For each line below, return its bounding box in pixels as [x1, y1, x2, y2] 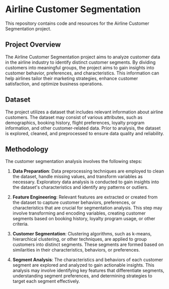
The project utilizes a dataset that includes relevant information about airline [5, 109, 163, 115]
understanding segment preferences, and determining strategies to [12, 273, 152, 279]
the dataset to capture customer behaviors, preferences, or [12, 199, 136, 205]
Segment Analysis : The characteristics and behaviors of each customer [12, 257, 163, 263]
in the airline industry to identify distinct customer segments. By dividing [5, 59, 156, 65]
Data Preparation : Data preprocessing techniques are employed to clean [12, 168, 164, 174]
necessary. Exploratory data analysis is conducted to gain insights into [12, 179, 159, 185]
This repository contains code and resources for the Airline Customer [5, 20, 150, 26]
